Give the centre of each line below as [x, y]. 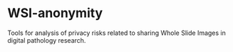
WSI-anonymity [55, 13]
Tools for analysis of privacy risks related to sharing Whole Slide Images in [117, 33]
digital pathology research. [47, 40]
